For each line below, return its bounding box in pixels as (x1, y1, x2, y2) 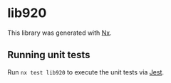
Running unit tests (7, 49, 90, 61)
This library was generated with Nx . (7, 28, 112, 37)
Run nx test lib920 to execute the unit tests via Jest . (7, 67, 165, 76)
